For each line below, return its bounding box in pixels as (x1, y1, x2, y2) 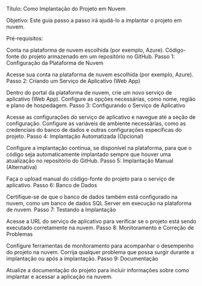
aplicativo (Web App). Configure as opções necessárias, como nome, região (6, 96, 196, 102)
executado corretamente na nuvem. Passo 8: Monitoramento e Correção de (6, 224, 194, 231)
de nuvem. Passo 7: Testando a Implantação (6, 206, 116, 213)
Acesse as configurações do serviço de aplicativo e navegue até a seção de (6, 114, 196, 120)
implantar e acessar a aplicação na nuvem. (6, 273, 113, 280)
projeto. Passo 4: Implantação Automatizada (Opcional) (6, 132, 144, 140)
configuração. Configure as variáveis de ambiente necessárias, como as (6, 120, 186, 127)
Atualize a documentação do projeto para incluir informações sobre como (6, 267, 189, 273)
